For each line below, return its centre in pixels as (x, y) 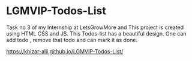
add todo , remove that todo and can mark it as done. (72, 40)
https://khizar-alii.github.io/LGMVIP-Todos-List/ (65, 51)
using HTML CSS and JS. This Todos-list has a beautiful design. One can (97, 33)
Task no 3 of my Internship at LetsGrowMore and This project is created (95, 27)
